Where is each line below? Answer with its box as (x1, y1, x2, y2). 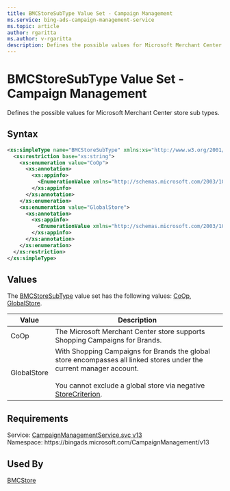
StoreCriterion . (55, 390, 103, 399)
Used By (7, 458, 44, 470)
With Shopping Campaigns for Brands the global (55, 347, 210, 356)
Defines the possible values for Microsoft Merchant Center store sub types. (7, 108, 220, 116)
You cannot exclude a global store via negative (55, 381, 205, 390)
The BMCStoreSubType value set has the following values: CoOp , (7, 292, 192, 300)
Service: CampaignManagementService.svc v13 (7, 431, 142, 439)
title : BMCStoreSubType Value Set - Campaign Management (7, 10, 173, 17)
